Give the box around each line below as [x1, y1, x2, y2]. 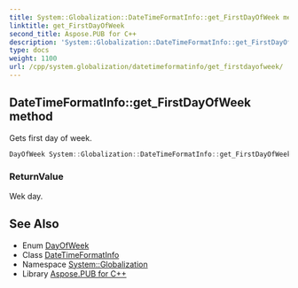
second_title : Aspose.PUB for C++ [9, 29, 137, 38]
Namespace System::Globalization [21, 259, 148, 269]
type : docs [9, 46, 50, 55]
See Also [9, 216, 59, 231]
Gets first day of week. [9, 132, 92, 143]
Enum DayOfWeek [21, 240, 90, 251]
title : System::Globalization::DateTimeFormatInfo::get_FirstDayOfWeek [9, 12, 279, 22]
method [9, 109, 53, 124]
